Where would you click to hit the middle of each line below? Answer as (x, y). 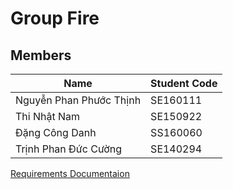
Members (41, 55)
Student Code (184, 83)
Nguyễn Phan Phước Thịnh (78, 100)
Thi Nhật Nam (48, 116)
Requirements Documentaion (70, 173)
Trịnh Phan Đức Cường (69, 149)
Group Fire (55, 18)
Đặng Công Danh (56, 132)
